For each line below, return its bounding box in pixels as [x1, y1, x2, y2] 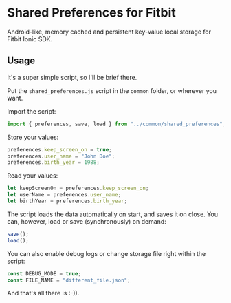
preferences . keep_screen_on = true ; [7, 146, 112, 153]
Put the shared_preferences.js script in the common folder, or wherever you [7, 86, 217, 94]
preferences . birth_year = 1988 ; [7, 159, 100, 166]
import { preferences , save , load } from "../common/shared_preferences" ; [7, 121, 226, 127]
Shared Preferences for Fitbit [7, 5, 177, 21]
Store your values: [7, 133, 59, 141]
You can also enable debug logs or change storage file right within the [7, 249, 206, 258]
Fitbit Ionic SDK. [7, 34, 53, 43]
